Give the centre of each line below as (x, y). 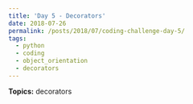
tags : (17, 38)
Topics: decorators (40, 91)
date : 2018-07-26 (37, 23)
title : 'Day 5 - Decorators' (57, 16)
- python (30, 46)
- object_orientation (52, 61)
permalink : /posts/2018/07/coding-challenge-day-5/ (96, 31)
